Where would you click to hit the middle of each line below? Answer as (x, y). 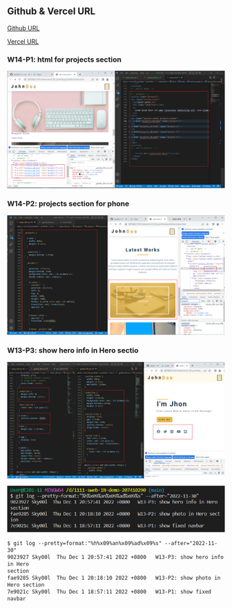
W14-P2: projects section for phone (68, 204)
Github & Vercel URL (51, 11)
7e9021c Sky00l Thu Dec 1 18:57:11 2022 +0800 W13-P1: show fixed (109, 591)
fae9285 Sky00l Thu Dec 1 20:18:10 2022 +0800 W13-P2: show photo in (114, 578)
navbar (17, 598)
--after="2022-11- (191, 543)
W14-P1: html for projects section (65, 60)
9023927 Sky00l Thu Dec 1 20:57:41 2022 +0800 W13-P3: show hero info (116, 557)
